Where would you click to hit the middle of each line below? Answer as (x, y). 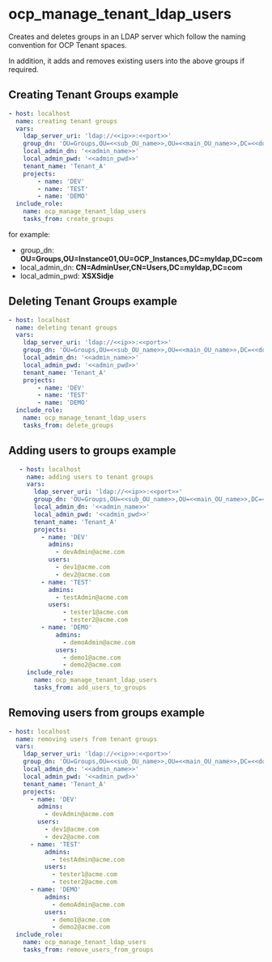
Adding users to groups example (92, 451)
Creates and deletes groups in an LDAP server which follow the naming (127, 36)
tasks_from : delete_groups (68, 425)
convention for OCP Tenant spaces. (68, 45)
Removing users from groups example (106, 713)
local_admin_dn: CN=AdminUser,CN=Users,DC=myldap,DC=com (131, 267)
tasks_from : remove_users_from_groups (88, 950)
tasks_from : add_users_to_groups (90, 687)
